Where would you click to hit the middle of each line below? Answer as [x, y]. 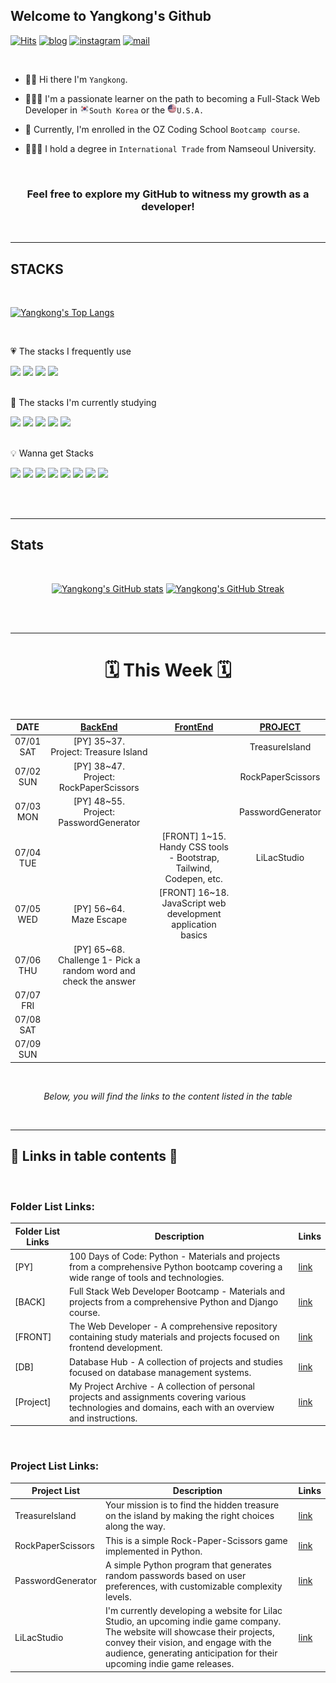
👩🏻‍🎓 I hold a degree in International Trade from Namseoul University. [170, 148]
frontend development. [115, 1348]
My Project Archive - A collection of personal [162, 1386]
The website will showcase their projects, [190, 1632]
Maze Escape [99, 919]
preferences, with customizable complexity [194, 1586]
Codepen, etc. [193, 879]
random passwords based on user [176, 1575]
